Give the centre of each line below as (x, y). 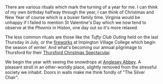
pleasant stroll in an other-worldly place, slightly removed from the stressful (81, 67)
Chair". (12, 77)
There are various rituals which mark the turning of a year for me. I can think (81, 7)
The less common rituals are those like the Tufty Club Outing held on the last (82, 37)
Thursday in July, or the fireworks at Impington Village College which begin (80, 42)
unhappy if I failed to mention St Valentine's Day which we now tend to (76, 22)
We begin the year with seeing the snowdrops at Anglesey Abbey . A (73, 62)
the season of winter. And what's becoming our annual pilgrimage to (73, 47)
